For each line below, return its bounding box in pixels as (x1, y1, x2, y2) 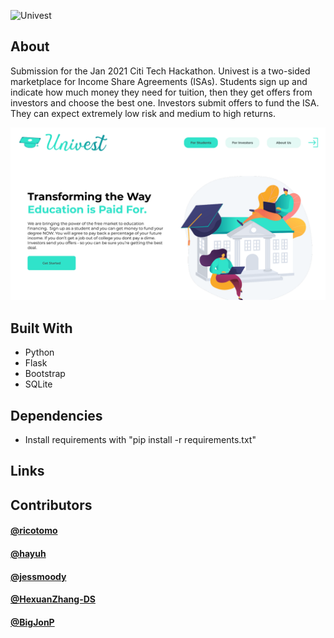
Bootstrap (24, 368, 66, 380)
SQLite (24, 378, 53, 390)
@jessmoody (10, 570, 67, 582)
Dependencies (10, 407, 103, 424)
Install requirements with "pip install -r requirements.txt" (24, 434, 257, 446)
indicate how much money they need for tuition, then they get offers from (10, 86, 313, 98)
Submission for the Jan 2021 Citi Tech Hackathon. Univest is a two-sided (10, 65, 311, 77)
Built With (10, 320, 73, 337)
